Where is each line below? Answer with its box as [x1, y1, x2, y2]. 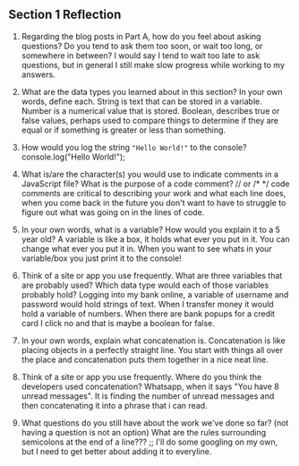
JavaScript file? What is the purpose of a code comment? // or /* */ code [21, 178, 290, 189]
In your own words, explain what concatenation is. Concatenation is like [21, 335, 286, 346]
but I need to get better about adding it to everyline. [21, 445, 212, 456]
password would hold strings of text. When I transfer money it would [21, 298, 274, 309]
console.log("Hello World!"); [21, 151, 126, 162]
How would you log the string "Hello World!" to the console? [21, 142, 247, 152]
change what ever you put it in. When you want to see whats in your [21, 243, 272, 254]
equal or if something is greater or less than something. [21, 125, 226, 135]
